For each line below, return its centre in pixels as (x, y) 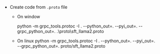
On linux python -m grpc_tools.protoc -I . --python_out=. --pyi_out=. (86, 41)
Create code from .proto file (39, 7)
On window (28, 16)
